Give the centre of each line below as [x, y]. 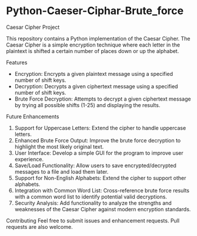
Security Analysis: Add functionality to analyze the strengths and [93, 203]
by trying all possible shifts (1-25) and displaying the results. [87, 105]
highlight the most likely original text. [59, 147]
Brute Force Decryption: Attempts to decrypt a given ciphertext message [103, 99]
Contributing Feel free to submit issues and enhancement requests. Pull [93, 220]
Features [17, 62]
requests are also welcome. [39, 227]
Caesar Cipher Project [33, 27]
